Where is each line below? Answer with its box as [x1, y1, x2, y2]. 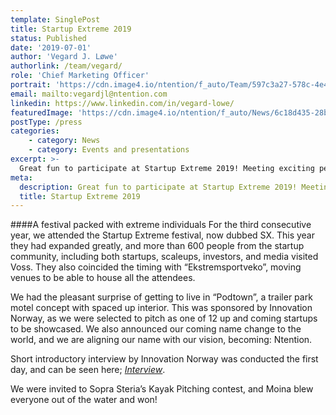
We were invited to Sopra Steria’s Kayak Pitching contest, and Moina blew [10, 383, 314, 395]
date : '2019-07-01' [10, 42, 92, 53]
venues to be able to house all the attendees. [10, 272, 196, 284]
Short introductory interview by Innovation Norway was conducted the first [10, 353, 319, 365]
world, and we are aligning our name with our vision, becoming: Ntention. [10, 334, 313, 346]
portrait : [10, 80, 52, 90]
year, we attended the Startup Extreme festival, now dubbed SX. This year [10, 229, 315, 241]
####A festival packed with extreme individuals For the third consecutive [10, 219, 312, 231]
